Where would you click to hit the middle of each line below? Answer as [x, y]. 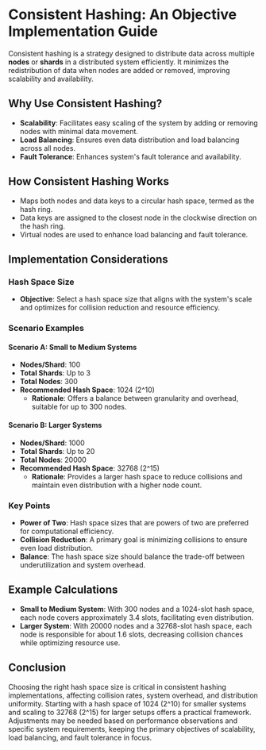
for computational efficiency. [67, 531]
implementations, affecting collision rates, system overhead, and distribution [133, 695]
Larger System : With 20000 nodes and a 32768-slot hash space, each [136, 625]
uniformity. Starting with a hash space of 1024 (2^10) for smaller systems [127, 703]
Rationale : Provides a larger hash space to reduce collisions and [137, 476]
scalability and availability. [51, 79]
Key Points [29, 506]
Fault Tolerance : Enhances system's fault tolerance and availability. [131, 156]
